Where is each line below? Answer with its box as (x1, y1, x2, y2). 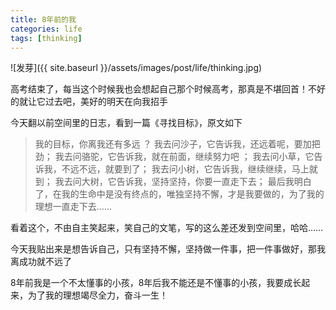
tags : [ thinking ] (10, 33, 83, 43)
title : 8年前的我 (10, 14, 77, 25)
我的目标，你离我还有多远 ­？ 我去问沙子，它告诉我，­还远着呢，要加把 (34, 138, 321, 150)
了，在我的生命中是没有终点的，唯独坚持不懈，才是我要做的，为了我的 (34, 188, 325, 200)
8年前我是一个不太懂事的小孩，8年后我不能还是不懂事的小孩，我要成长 (10, 277, 302, 289)
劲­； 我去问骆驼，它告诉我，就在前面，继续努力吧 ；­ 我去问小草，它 (34, 151, 315, 163)
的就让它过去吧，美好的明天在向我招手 (10, 96, 168, 108)
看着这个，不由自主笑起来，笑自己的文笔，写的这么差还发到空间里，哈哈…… (10, 222, 324, 234)
